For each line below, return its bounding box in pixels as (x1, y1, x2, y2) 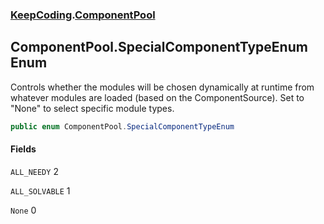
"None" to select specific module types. (10, 102, 175, 114)
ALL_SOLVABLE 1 (10, 184, 71, 197)
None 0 (10, 204, 37, 216)
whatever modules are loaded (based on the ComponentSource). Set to (10, 91, 305, 103)
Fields (10, 143, 37, 155)
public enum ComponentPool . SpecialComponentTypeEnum (10, 121, 235, 132)
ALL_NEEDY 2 (10, 165, 59, 177)
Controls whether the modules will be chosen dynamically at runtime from (10, 81, 315, 93)
